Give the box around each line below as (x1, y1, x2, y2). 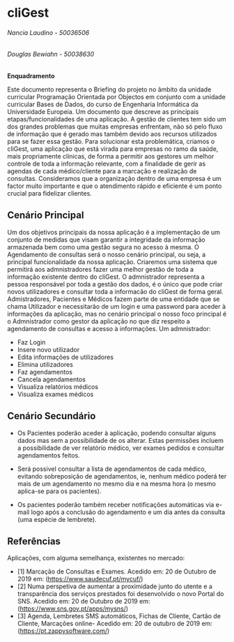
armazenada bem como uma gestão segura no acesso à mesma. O (7, 242, 200, 251)
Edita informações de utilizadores (17, 353, 114, 361)
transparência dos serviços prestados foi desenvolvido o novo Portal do (17, 590, 224, 598)
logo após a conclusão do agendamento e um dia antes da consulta (31, 508, 226, 516)
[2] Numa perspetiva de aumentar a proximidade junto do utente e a (17, 582, 212, 591)
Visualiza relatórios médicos (17, 382, 99, 391)
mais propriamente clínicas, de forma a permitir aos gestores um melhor (7, 152, 214, 160)
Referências (7, 536, 61, 548)
